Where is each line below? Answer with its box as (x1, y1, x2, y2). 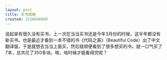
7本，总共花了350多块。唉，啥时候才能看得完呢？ (5, 49, 108, 55)
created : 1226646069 (5, 16, 48, 21)
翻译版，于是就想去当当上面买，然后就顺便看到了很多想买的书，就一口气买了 (5, 43, 163, 49)
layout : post (5, 7, 32, 12)
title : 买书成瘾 (5, 12, 36, 17)
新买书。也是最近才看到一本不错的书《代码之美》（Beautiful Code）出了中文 (5, 37, 161, 43)
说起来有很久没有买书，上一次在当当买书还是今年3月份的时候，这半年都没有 (5, 31, 161, 37)
